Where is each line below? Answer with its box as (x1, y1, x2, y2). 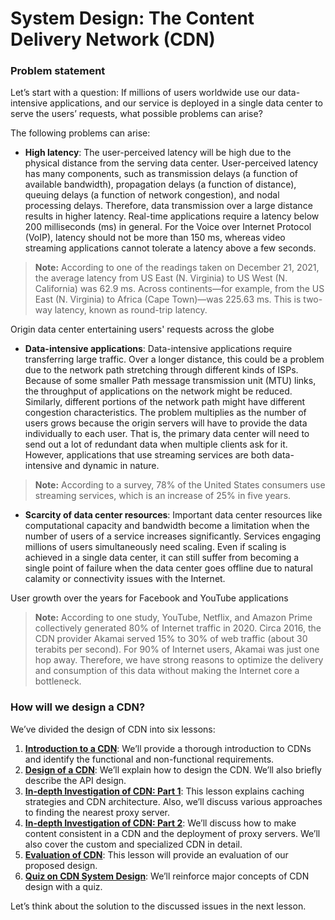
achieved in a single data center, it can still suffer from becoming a (24, 552, 300, 564)
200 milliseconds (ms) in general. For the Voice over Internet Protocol (24, 221, 312, 233)
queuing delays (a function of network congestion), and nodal (24, 189, 280, 201)
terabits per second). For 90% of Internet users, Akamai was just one (34, 643, 320, 656)
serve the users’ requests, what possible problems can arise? (10, 108, 263, 120)
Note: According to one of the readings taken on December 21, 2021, (34, 262, 320, 274)
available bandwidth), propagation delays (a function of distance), (24, 178, 297, 191)
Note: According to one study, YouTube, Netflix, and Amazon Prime (34, 612, 313, 624)
